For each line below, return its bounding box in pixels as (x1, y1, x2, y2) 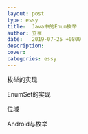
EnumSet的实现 (7, 90, 51, 98)
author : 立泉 (7, 29, 43, 37)
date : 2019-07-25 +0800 (7, 36, 81, 43)
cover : (7, 49, 26, 56)
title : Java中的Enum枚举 (7, 23, 78, 30)
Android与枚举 (7, 119, 48, 128)
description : (7, 42, 45, 49)
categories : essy (7, 56, 57, 62)
